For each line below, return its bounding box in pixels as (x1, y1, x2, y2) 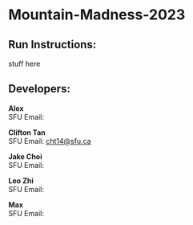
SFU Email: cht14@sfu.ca (8, 136, 91, 145)
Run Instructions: (8, 38, 97, 51)
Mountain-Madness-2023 (8, 6, 186, 24)
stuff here (8, 59, 41, 68)
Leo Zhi (8, 175, 34, 186)
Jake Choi (8, 151, 42, 162)
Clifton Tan (8, 127, 46, 137)
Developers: (8, 82, 70, 96)
